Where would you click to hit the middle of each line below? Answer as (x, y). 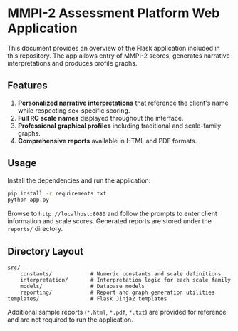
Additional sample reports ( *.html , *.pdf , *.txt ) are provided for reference (117, 312)
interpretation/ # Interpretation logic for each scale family (126, 280)
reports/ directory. (35, 229)
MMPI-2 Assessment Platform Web (114, 13)
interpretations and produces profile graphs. (72, 63)
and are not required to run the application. (70, 320)
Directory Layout (46, 251)
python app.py (29, 200)
